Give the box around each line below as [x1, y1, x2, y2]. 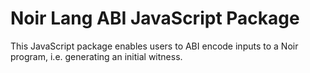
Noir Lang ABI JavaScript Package [10, 7, 300, 30]
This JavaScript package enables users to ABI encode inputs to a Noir [10, 40, 299, 52]
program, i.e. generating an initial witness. [10, 50, 183, 62]
